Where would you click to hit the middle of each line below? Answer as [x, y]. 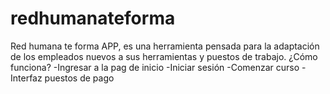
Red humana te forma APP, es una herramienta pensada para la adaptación [165, 46]
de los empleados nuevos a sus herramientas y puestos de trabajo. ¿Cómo [164, 56]
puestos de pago [79, 78]
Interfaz [26, 78]
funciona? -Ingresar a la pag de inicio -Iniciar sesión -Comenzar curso [155, 67]
